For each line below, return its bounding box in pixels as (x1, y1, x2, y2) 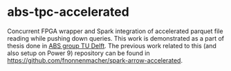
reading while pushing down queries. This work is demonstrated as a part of (7, 34, 225, 42)
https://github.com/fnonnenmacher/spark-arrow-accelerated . (7, 56, 183, 64)
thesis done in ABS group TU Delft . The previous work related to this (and (7, 41, 216, 50)
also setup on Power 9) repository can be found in (7, 49, 150, 57)
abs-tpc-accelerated (7, 4, 129, 20)
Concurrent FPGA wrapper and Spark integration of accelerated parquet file (7, 27, 223, 35)
